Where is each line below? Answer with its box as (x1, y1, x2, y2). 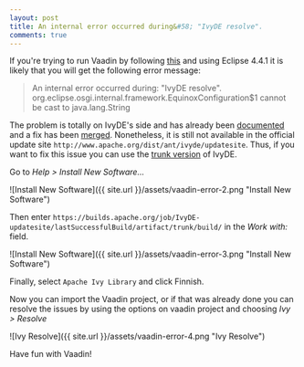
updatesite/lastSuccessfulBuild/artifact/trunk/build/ (9, 223, 223, 233)
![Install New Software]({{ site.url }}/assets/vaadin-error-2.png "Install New (9, 184, 292, 195)
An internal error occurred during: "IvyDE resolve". (31, 83, 222, 94)
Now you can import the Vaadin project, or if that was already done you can (9, 294, 294, 305)
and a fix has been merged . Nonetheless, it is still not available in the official (9, 130, 295, 141)
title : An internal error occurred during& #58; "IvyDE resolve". (9, 22, 263, 31)
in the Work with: (224, 221, 288, 233)
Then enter (9, 212, 51, 223)
